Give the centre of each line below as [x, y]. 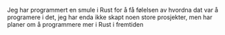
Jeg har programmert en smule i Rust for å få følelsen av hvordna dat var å [113, 10]
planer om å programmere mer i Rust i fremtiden [75, 24]
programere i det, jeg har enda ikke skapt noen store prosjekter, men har [110, 17]
